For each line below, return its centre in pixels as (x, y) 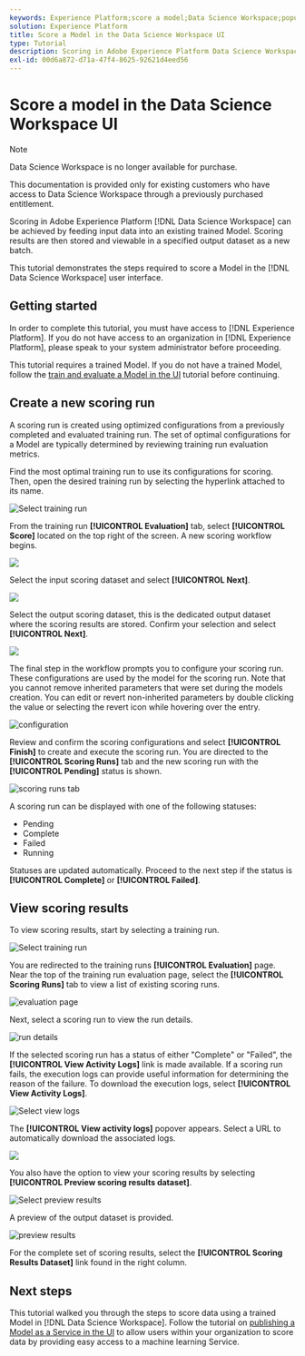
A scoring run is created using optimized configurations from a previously (147, 425)
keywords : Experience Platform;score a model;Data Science (123, 18)
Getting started (54, 306)
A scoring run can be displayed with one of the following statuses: (133, 806)
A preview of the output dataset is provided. (92, 1218)
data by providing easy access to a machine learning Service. (125, 1342)
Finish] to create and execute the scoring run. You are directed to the (139, 752)
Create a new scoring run (83, 403)
